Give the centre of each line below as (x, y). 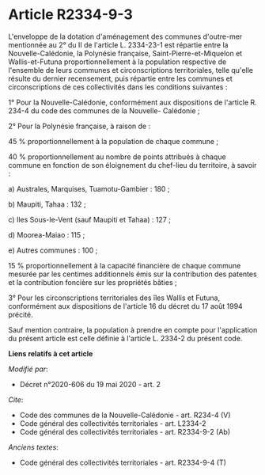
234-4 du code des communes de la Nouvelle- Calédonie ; (104, 110)
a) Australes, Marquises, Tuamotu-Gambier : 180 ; (89, 188)
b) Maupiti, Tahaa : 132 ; (47, 204)
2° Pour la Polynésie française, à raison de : (79, 126)
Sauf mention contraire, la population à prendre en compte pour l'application (133, 329)
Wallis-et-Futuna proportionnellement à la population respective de (117, 62)
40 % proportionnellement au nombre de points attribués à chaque (117, 157)
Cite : (16, 399)
